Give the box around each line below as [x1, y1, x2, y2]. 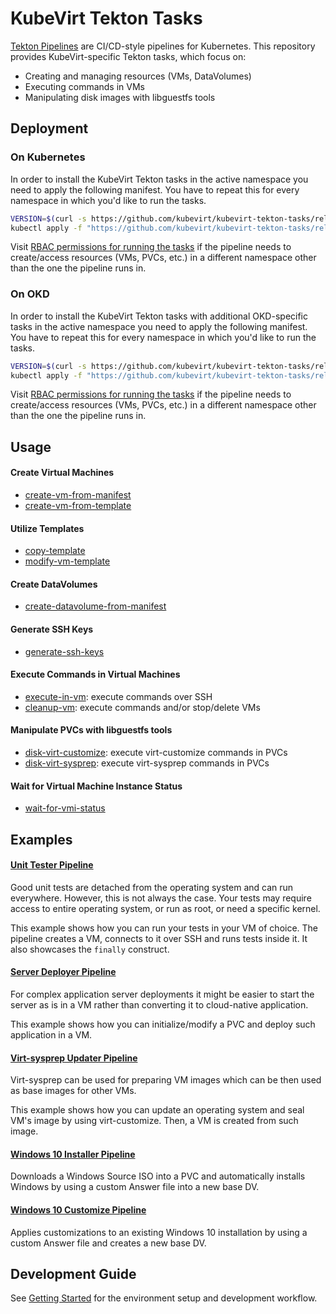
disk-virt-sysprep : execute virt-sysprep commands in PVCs [24, 757, 270, 769]
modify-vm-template [24, 555, 111, 567]
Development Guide [10, 1266, 137, 1283]
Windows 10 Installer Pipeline [10, 1148, 136, 1160]
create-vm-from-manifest [24, 489, 132, 501]
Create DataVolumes [10, 578, 98, 590]
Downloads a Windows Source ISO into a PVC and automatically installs [10, 1170, 306, 1182]
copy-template [24, 545, 86, 557]
